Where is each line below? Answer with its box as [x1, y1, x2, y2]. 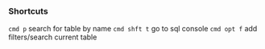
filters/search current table [8, 32, 97, 42]
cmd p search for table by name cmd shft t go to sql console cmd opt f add [8, 24, 258, 34]
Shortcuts [8, 6, 48, 17]
